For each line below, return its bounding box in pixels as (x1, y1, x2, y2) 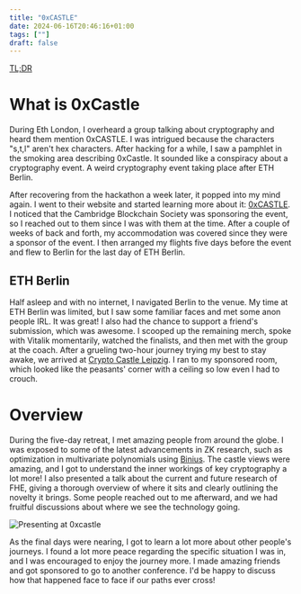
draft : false (9, 38, 58, 48)
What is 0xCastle (9, 94, 140, 115)
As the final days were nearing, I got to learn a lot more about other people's (9, 536, 292, 547)
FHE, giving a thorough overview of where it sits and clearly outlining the (9, 482, 279, 493)
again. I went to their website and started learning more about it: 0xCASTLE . (9, 199, 290, 210)
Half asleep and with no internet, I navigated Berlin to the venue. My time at (9, 297, 288, 307)
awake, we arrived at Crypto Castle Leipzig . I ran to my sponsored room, (9, 355, 278, 364)
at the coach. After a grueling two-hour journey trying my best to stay (9, 345, 267, 355)
